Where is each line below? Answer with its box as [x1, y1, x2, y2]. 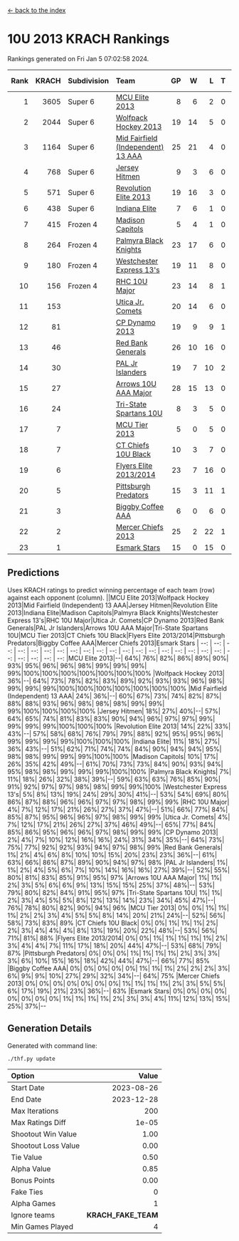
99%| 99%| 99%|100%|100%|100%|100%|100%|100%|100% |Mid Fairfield [7, 684, 228, 693]
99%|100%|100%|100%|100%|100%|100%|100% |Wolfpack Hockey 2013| [7, 669, 225, 677]
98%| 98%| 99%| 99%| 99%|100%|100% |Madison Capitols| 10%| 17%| [7, 752, 218, 760]
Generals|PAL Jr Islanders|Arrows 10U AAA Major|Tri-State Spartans [7, 623, 208, 632]
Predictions [7, 567, 60, 579]
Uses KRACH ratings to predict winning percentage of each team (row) [7, 585, 216, 594]
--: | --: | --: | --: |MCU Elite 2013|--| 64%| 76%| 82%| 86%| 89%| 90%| [17, 654, 229, 662]
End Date [11, 1094, 42, 1104]
